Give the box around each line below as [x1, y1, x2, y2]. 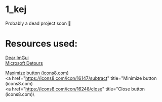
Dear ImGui [5, 55, 29, 61]
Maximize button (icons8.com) [5, 70, 69, 76]
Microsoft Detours [5, 60, 43, 66]
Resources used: [5, 38, 77, 49]
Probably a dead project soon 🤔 [5, 20, 71, 26]
